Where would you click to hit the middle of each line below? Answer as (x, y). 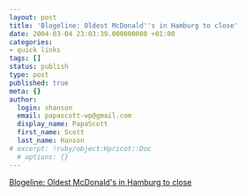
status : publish (39, 67)
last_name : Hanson (51, 140)
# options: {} (43, 157)
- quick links (35, 50)
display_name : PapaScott (63, 124)
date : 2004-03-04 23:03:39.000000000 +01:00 (92, 34)
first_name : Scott (51, 132)
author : (23, 99)
